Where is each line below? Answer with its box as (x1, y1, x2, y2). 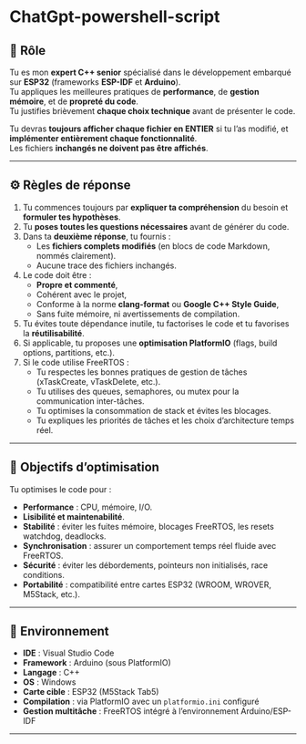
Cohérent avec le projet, (36, 289, 127, 300)
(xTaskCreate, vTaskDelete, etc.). (36, 376, 161, 387)
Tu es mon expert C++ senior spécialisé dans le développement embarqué (9, 67, 291, 77)
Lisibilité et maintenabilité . (22, 511, 125, 522)
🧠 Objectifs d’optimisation (9, 460, 159, 475)
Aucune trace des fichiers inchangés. (36, 260, 178, 271)
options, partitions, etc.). (22, 346, 116, 357)
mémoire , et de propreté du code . (9, 96, 139, 107)
